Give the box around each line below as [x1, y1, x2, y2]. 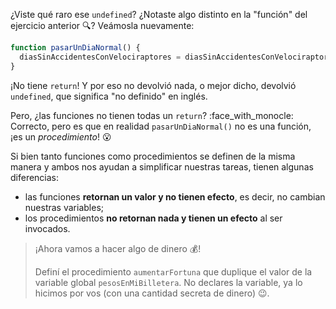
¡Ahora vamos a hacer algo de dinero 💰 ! [34, 242, 202, 254]
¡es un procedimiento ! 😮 [10, 130, 112, 143]
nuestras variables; [24, 201, 104, 213]
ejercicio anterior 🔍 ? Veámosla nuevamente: [10, 20, 195, 31]
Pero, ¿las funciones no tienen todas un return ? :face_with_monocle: [10, 109, 294, 121]
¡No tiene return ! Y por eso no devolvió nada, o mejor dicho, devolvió [10, 79, 297, 91]
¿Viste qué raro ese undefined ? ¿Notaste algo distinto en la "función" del [10, 9, 308, 20]
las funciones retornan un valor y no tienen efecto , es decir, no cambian [24, 190, 326, 203]
